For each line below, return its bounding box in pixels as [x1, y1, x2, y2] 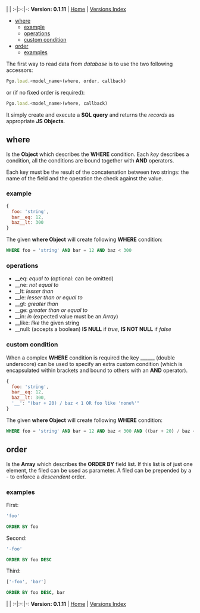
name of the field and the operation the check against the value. [6, 174, 164, 182]
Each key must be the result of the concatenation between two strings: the [6, 168, 189, 176]
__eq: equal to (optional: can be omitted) [14, 275, 114, 282]
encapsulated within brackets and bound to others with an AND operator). [6, 367, 188, 374]
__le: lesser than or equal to [14, 294, 83, 301]
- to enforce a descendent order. [6, 473, 86, 480]
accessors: [6, 67, 33, 74]
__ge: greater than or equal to [14, 306, 88, 314]
